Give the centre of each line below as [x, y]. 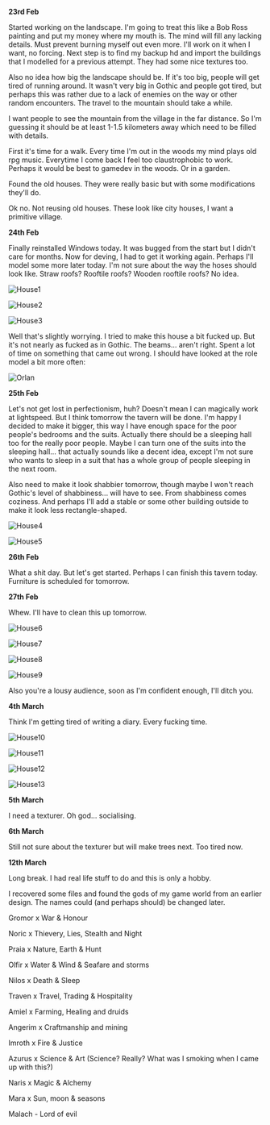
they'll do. [25, 192]
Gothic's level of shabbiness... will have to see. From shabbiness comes [128, 493]
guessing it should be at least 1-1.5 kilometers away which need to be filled [132, 127]
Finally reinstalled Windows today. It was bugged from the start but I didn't [132, 248]
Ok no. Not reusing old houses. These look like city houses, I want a [121, 208]
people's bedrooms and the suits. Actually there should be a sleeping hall [130, 434]
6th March [26, 831]
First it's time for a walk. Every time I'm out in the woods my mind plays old [133, 151]
